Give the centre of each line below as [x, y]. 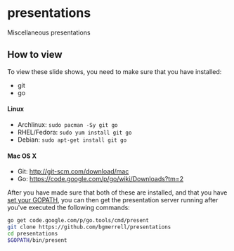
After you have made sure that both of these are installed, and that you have [117, 192]
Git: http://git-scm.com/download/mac [73, 171]
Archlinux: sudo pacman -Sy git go [67, 124]
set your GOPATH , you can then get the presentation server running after [113, 200]
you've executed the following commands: [69, 208]
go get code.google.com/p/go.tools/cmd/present [78, 221]
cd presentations [33, 233]
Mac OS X [22, 156]
